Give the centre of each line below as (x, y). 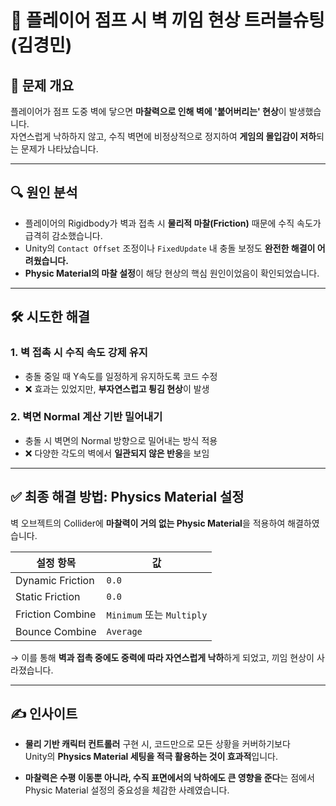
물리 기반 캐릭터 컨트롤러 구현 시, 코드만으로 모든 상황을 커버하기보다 (157, 744)
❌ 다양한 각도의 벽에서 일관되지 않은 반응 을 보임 (117, 453)
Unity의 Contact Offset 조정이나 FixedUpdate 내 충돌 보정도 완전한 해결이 (170, 248)
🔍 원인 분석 (44, 192)
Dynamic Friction (55, 580)
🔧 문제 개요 (42, 85)
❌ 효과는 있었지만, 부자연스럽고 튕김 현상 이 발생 (117, 388)
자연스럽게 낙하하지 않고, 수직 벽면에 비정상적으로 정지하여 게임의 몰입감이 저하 (163, 136)
